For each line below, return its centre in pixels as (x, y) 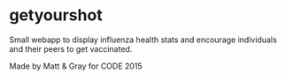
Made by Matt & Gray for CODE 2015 (76, 66)
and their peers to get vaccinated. (71, 48)
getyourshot (56, 15)
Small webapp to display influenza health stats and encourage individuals (143, 40)
